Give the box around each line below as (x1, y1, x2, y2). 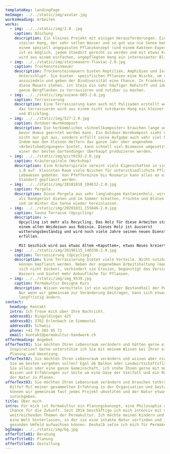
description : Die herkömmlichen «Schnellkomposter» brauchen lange (14, 125, 159, 130)
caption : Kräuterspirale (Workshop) (14, 158, 92, 163)
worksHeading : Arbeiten (5, 17, 56, 22)
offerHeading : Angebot (5, 337, 53, 342)
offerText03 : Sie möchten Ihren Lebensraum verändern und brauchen (5, 380, 151, 385)
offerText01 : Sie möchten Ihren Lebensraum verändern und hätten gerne (5, 342, 159, 347)
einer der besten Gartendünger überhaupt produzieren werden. (18, 149, 153, 154)
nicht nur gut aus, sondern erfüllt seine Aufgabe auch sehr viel (18, 135, 162, 140)
